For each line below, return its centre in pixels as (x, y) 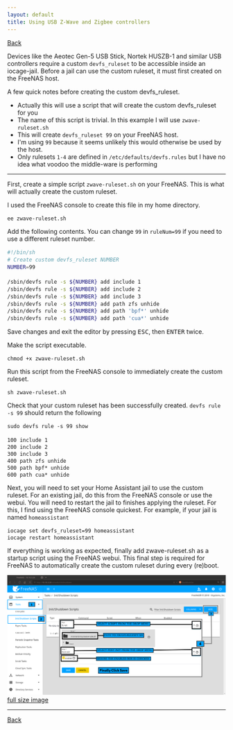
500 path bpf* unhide (38, 468)
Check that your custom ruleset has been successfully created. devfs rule (114, 405)
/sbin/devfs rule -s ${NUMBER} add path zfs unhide (83, 304)
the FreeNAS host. (33, 78)
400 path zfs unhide (37, 461)
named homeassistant (38, 518)
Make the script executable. (47, 345)
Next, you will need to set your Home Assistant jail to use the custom (105, 488)
